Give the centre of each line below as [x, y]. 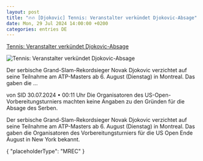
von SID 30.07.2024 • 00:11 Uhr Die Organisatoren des [75, 95]
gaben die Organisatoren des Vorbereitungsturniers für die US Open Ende [100, 133]
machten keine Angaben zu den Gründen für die [124, 102]
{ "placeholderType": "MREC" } [45, 151]
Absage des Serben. [32, 108]
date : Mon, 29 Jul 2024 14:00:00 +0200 [57, 23]
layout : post [23, 12]
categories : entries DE [37, 29]
